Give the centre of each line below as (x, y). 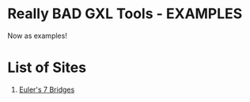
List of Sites (47, 68)
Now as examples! (38, 36)
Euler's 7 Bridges (47, 89)
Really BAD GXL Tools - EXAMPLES (125, 14)
